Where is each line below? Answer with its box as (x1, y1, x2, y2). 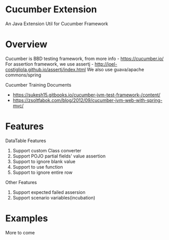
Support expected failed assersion (12, 189, 86, 195)
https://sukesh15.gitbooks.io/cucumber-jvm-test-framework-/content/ (12, 91, 160, 98)
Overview (5, 38, 48, 50)
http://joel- (94, 61, 118, 67)
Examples (5, 213, 48, 224)
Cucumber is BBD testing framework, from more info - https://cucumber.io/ (5, 55, 164, 62)
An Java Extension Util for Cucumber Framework (5, 21, 109, 27)
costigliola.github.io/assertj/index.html (5, 66, 86, 72)
